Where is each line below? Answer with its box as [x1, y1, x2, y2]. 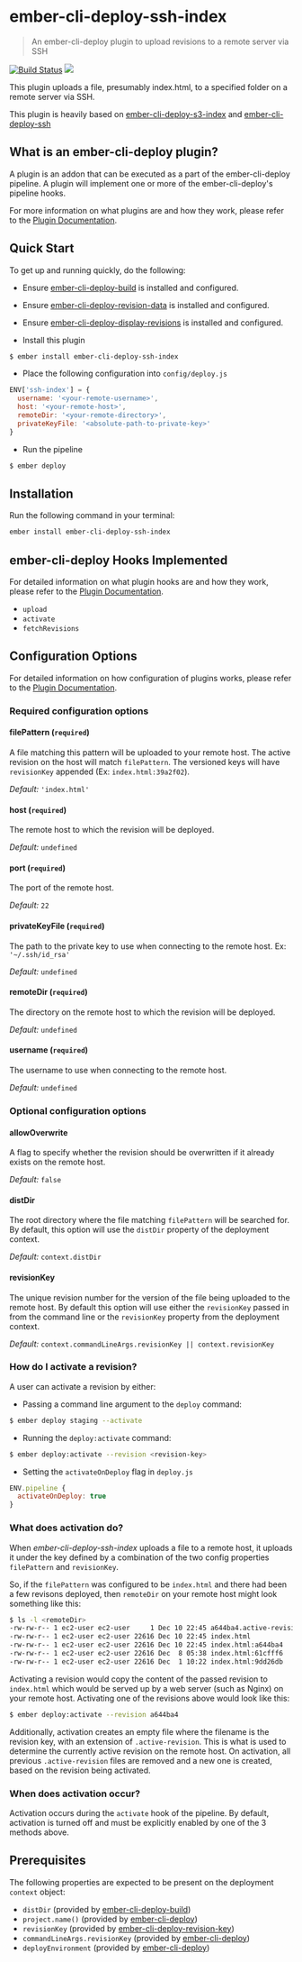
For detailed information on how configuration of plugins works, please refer [9, 672, 292, 683]
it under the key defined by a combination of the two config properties [9, 1552, 270, 1563]
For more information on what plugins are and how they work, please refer [9, 205, 285, 215]
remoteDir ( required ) [9, 987, 88, 998]
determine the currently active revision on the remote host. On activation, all [9, 1746, 291, 1757]
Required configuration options [9, 705, 149, 717]
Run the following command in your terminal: [9, 510, 175, 521]
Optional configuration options [9, 1104, 147, 1117]
